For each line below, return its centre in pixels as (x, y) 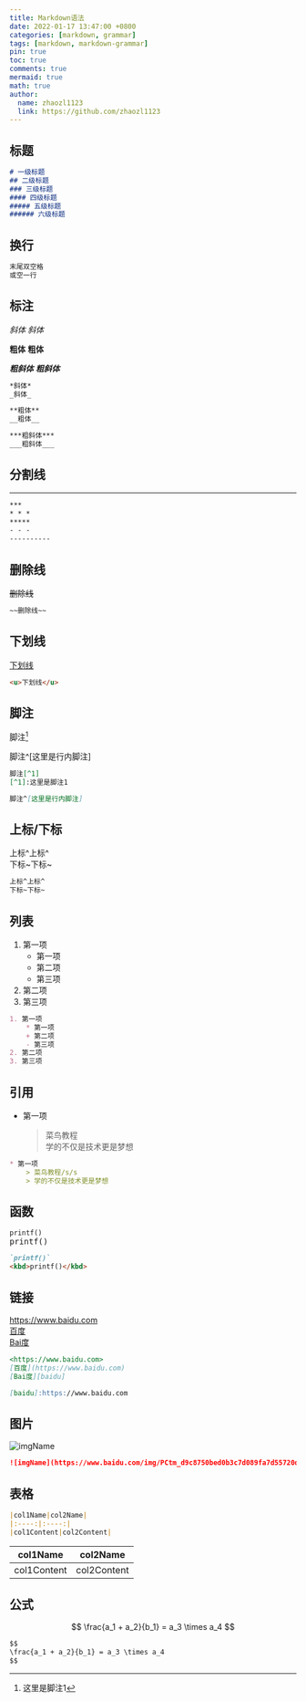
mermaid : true (36, 78)
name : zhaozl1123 (51, 103)
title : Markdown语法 (47, 18)
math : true (30, 86)
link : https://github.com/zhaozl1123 (89, 111)
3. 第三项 (26, 1061)
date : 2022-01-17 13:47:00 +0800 (73, 26)
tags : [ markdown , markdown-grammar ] (79, 43)
